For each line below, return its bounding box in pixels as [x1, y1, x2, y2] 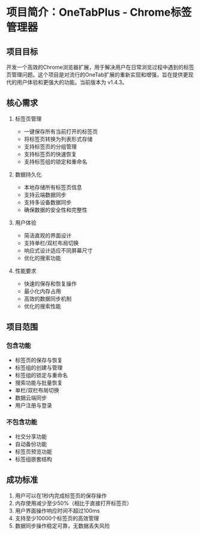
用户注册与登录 [14, 401, 52, 408]
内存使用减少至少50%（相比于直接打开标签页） [14, 499, 132, 507]
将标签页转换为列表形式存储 [23, 135, 93, 142]
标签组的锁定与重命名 [14, 371, 68, 378]
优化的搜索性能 [23, 302, 61, 310]
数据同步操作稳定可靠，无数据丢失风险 [14, 522, 110, 529]
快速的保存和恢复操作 [23, 280, 77, 287]
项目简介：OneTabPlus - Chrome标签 [6, 5, 192, 19]
